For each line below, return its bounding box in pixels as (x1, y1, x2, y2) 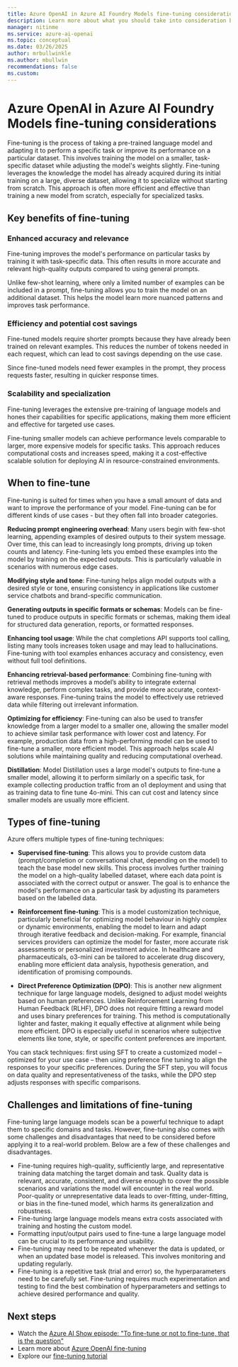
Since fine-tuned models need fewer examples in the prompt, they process (7, 363, 226, 372)
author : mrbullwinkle (7, 50, 72, 57)
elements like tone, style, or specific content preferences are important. (17, 1034, 227, 1043)
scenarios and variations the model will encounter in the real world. (17, 1184, 214, 1192)
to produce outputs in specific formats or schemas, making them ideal (25, 612, 231, 621)
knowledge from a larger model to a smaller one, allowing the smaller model (7, 721, 229, 730)
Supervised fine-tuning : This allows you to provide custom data (17, 848, 207, 857)
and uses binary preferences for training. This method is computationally (17, 1012, 230, 1020)
